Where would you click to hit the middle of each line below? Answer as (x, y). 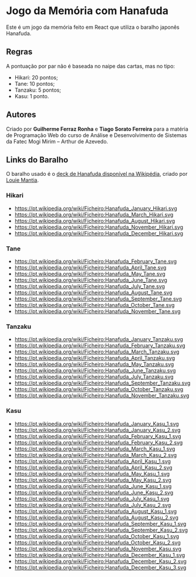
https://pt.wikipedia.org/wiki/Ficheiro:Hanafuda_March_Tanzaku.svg (97, 352)
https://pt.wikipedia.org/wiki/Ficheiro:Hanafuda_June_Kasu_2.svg (94, 492)
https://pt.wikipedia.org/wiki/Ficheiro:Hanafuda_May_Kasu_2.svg (93, 480)
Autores (21, 115)
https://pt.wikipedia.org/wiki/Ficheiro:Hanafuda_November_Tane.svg (97, 311)
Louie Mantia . (23, 180)
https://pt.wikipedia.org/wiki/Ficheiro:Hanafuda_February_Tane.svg (96, 261)
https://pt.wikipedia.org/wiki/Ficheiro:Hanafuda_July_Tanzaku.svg (94, 377)
